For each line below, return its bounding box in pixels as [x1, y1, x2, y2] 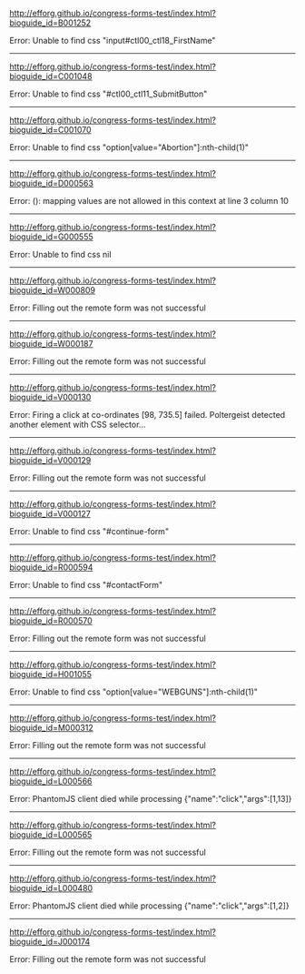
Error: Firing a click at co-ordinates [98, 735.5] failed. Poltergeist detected [9, 410, 286, 420]
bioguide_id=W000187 [9, 339, 93, 349]
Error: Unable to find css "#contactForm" [9, 580, 163, 590]
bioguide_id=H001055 [9, 669, 93, 679]
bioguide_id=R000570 [9, 615, 93, 626]
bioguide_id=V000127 [9, 509, 91, 519]
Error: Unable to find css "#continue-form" [9, 526, 170, 536]
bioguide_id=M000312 [9, 723, 93, 733]
